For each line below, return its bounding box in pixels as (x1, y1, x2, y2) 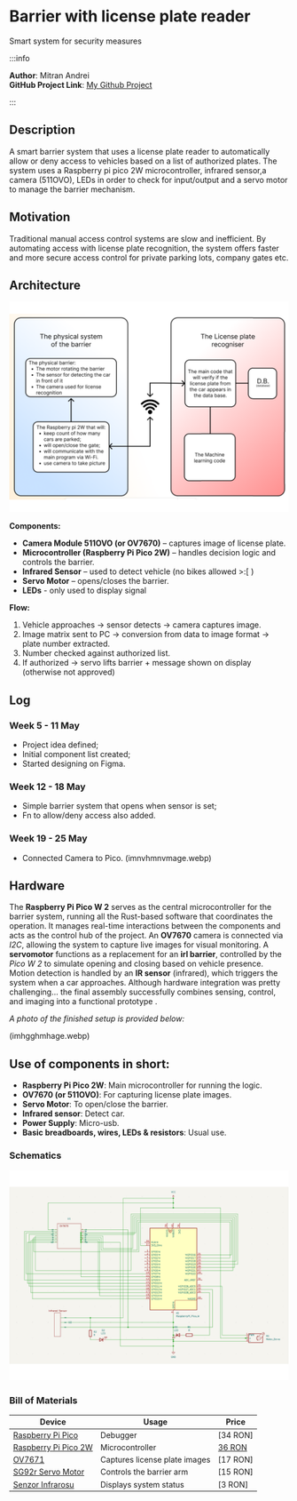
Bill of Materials (9, 1393, 78, 1406)
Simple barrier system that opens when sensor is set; (21, 801, 217, 811)
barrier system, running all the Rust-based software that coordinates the (9, 911, 273, 922)
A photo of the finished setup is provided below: (9, 1013, 185, 1024)
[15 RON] (217, 1466, 254, 1477)
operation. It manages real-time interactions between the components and (9, 921, 281, 931)
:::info (9, 52, 30, 63)
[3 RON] (217, 1479, 248, 1489)
